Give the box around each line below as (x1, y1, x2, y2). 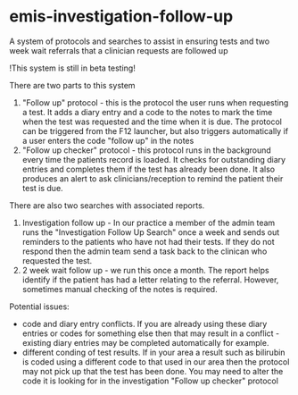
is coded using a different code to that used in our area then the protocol (21, 356, 290, 367)
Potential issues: (9, 301, 70, 312)
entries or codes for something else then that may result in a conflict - (21, 328, 279, 339)
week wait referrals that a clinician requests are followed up (9, 45, 228, 55)
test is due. (21, 182, 64, 193)
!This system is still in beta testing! (9, 63, 136, 73)
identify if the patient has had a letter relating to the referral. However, (21, 274, 279, 285)
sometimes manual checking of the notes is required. (21, 283, 218, 294)
